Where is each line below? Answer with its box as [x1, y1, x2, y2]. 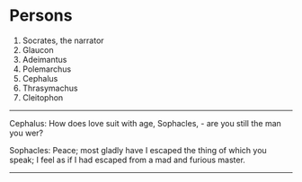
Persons [9, 5, 73, 26]
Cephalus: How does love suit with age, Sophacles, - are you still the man [9, 117, 281, 128]
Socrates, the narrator [22, 35, 105, 46]
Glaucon [22, 44, 54, 55]
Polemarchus [22, 64, 72, 74]
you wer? [9, 127, 43, 138]
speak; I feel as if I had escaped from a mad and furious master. [9, 154, 245, 165]
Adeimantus [22, 54, 67, 65]
